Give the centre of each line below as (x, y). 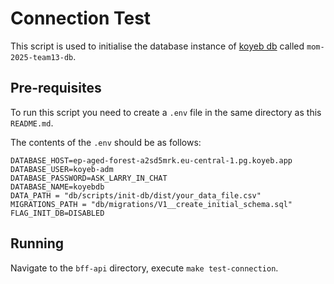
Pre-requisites (56, 88)
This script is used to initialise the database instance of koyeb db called (157, 46)
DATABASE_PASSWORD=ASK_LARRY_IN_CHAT (89, 178)
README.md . (32, 123)
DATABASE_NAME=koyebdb (57, 187)
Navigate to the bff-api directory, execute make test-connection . (144, 268)
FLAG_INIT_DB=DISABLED (57, 213)
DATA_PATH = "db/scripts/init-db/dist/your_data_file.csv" (136, 195)
